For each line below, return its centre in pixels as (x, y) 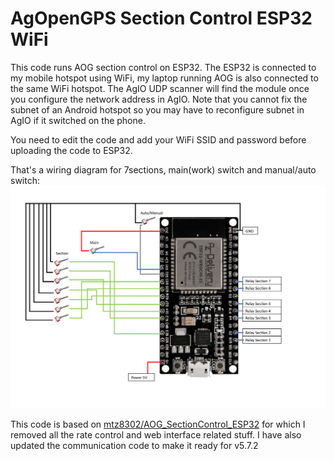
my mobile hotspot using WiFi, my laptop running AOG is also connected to (164, 78)
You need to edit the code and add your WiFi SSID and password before (158, 139)
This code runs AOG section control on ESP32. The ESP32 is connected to (163, 67)
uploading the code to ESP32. (71, 150)
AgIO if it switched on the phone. (78, 120)
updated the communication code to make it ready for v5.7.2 (134, 445)
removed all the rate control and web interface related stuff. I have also (156, 434)
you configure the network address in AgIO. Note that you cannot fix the (159, 99)
